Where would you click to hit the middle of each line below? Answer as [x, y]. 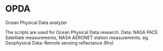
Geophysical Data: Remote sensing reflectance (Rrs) [60, 42]
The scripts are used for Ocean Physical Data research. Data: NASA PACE [82, 32]
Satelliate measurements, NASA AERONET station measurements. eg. [77, 37]
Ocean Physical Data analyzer [36, 22]
